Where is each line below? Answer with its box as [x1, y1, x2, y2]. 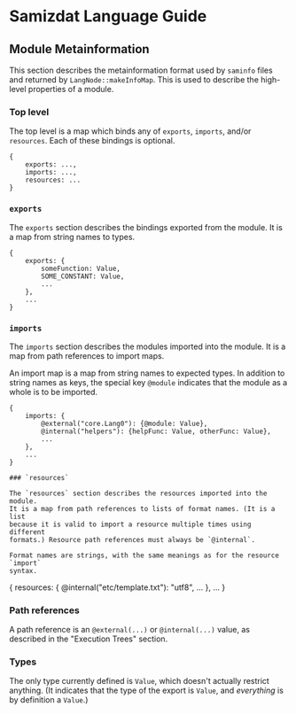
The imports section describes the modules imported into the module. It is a [9, 341, 286, 352]
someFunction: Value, [41, 264, 121, 273]
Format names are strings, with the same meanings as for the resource [9, 551, 279, 560]
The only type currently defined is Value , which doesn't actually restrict [9, 676, 270, 687]
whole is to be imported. [9, 386, 98, 397]
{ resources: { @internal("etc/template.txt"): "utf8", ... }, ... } [9, 582, 226, 593]
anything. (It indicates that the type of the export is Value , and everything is [9, 685, 284, 696]
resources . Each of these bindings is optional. [9, 136, 175, 146]
